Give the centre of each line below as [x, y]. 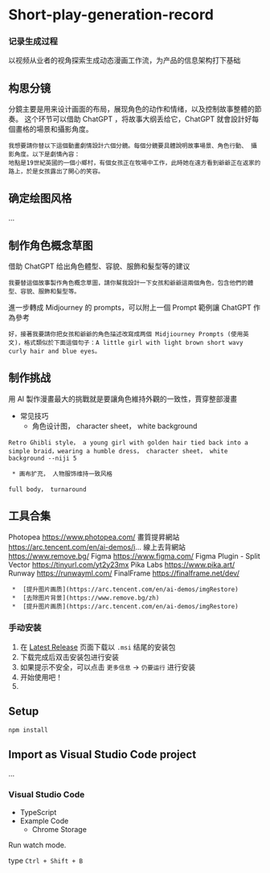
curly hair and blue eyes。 [55, 351]
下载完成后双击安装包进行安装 [69, 657]
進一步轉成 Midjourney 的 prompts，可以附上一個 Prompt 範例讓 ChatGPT [130, 307]
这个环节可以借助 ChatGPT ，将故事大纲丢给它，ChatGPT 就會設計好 [138, 119]
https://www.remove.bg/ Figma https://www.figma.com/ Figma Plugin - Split [134, 555]
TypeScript [38, 812]
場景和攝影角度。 [64, 129]
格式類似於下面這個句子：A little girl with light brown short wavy [133, 342]
